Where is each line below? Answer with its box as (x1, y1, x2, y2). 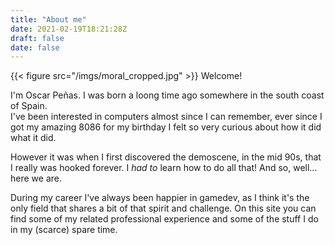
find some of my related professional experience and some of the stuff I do (10, 213, 319, 225)
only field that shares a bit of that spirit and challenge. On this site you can (10, 202, 317, 215)
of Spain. (10, 100, 48, 112)
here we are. (10, 172, 62, 185)
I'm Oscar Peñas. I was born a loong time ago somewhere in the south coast (10, 89, 325, 101)
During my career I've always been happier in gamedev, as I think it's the (10, 192, 310, 204)
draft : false (10, 33, 65, 43)
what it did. (10, 132, 57, 144)
